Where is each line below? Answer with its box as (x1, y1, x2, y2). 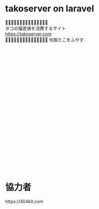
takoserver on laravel (5, 3, 95, 14)
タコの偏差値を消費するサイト (5, 25, 66, 31)
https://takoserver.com (5, 31, 52, 37)
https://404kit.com (5, 198, 44, 204)
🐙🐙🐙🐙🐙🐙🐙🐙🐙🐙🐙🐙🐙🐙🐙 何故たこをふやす (5, 37, 84, 43)
